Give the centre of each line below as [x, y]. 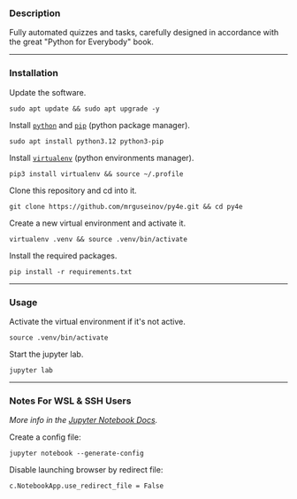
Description [35, 13]
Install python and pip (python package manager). [99, 125]
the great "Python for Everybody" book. [82, 42]
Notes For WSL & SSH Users [70, 401]
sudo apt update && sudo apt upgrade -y [85, 109]
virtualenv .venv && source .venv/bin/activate [99, 239]
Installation [34, 73]
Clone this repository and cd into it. [73, 190]
